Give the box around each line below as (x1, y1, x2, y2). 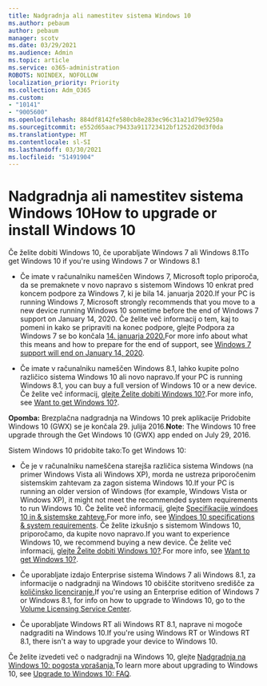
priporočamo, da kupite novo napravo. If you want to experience (19, 529, 230, 539)
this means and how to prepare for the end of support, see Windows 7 (19, 340, 252, 349)
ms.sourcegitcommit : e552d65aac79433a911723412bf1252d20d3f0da (8, 123, 224, 131)
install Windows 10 (8, 221, 136, 240)
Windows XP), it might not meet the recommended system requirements (19, 495, 258, 505)
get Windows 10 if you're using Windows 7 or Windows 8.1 (8, 257, 200, 266)
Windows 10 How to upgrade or (8, 205, 217, 222)
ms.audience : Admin (8, 49, 74, 57)
